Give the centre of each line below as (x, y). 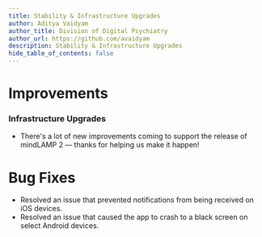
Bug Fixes (42, 178)
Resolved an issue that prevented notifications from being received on (137, 200)
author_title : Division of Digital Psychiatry (88, 31)
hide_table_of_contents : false (61, 53)
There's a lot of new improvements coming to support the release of (134, 136)
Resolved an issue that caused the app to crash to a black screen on (134, 217)
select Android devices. (59, 226)
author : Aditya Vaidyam (49, 23)
